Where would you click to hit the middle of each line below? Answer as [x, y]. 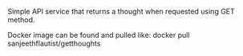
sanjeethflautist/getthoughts [54, 43]
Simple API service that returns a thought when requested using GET [121, 11]
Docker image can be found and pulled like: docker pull [99, 35]
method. [21, 20]
